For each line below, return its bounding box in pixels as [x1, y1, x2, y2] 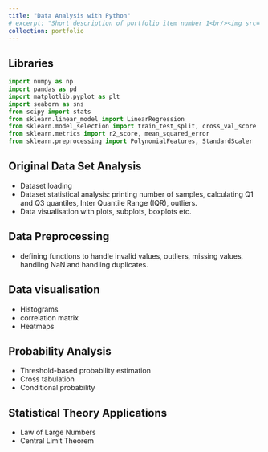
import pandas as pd [8, 85, 78, 93]
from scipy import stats [8, 108, 91, 116]
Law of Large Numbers [19, 427, 96, 438]
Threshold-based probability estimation [19, 366, 151, 376]
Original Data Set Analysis [8, 160, 142, 173]
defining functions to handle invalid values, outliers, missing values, [19, 250, 244, 261]
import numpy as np [8, 78, 74, 86]
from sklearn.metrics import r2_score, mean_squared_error [8, 130, 210, 138]
